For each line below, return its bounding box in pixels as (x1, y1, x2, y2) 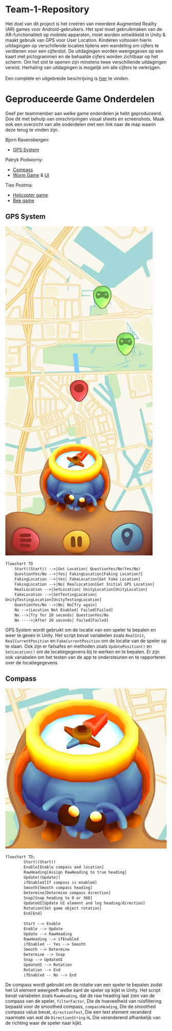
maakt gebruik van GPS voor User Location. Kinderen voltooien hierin (5, 37, 152, 43)
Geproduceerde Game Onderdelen (5, 94, 155, 105)
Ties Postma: (5, 182, 33, 188)
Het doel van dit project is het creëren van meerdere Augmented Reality (5, 21, 157, 27)
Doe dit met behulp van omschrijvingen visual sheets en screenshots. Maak (5, 116, 165, 122)
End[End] (24, 911, 42, 916)
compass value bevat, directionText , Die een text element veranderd (5, 1009, 152, 1015)
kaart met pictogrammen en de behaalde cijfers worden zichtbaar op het (5, 53, 159, 60)
